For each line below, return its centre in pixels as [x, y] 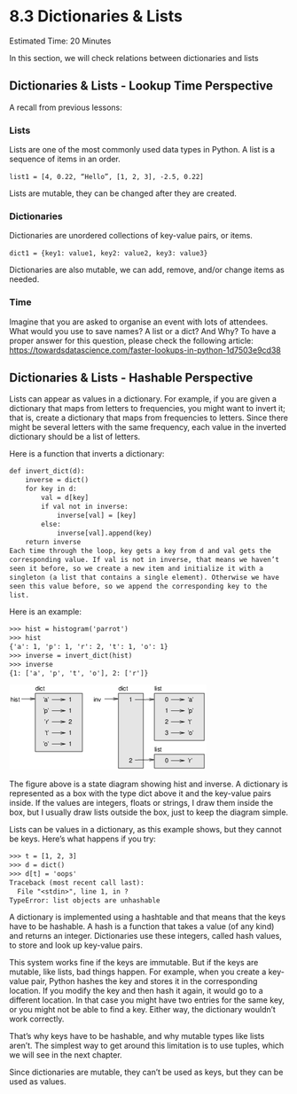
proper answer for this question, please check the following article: [132, 340]
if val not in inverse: [85, 507]
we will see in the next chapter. [66, 1055]
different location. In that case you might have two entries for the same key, [147, 1000]
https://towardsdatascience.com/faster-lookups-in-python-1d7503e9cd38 [145, 350]
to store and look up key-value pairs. [76, 945]
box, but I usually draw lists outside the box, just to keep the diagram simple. [149, 812]
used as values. [38, 1082]
